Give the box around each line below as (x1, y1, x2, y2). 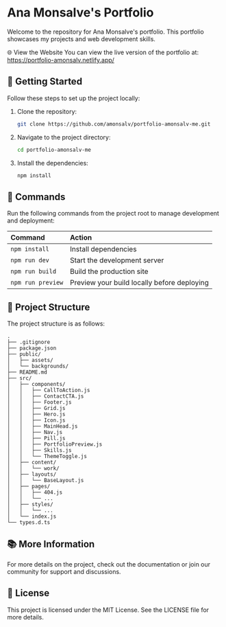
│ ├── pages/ (7, 483, 51, 490)
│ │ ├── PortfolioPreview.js (7, 441, 103, 448)
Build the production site (69, 266, 149, 276)
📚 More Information (7, 538, 95, 550)
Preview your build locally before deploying (69, 278, 209, 288)
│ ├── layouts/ (7, 471, 57, 478)
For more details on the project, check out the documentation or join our (7, 560, 211, 568)
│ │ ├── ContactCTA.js (7, 393, 84, 400)
